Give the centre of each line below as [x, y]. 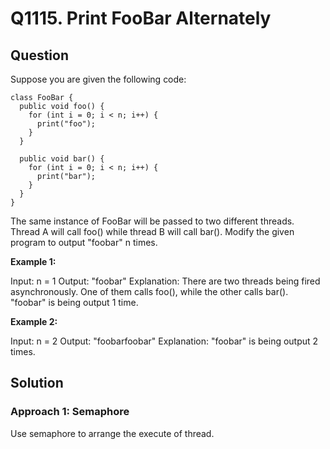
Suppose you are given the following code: [98, 79]
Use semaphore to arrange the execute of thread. [112, 433]
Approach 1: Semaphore [70, 412]
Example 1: [33, 261]
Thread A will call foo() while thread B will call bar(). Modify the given [152, 231]
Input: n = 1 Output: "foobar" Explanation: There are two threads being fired [165, 281]
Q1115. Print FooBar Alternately [141, 18]
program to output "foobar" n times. [84, 242]
